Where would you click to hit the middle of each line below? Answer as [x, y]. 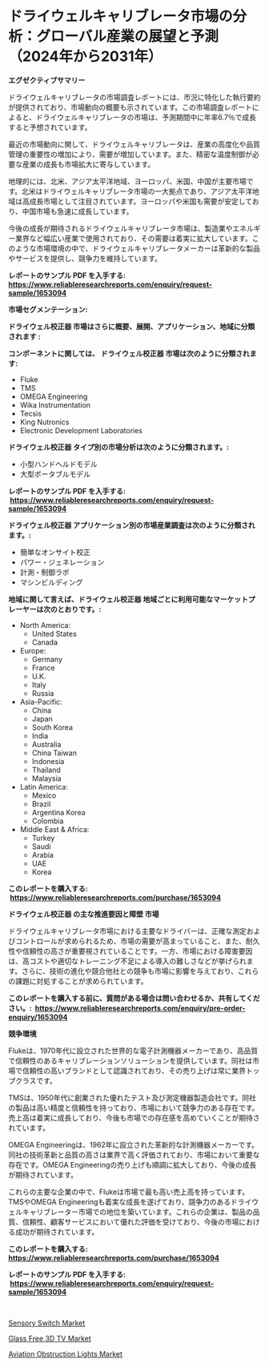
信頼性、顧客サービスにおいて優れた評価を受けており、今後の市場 [130, 1221]
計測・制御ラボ [44, 572]
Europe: [33, 650]
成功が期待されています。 [57, 1232]
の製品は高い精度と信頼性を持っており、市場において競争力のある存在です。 [134, 1108]
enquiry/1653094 [38, 1017]
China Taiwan [54, 753]
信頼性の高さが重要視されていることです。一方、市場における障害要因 [137, 951]
